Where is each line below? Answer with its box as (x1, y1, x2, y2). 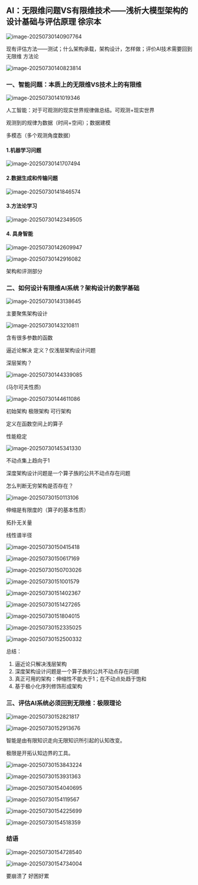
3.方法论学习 (6, 203, 37, 210)
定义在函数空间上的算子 (6, 421, 63, 428)
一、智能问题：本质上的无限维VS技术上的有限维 (6, 80, 142, 88)
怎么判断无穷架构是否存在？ (6, 482, 74, 489)
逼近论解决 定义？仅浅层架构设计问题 (6, 347, 96, 354)
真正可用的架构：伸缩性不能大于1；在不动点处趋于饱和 (14, 675, 147, 682)
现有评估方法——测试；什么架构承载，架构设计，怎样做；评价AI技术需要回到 (6, 45, 193, 52)
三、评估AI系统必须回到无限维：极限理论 (6, 699, 122, 707)
